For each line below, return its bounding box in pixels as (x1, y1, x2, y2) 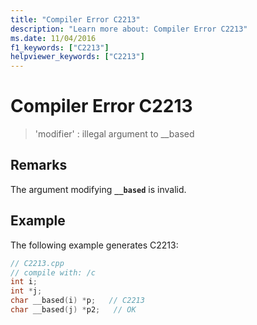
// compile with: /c (10, 267, 97, 278)
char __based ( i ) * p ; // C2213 (10, 296, 145, 306)
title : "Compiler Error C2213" (10, 14, 141, 25)
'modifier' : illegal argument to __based (34, 128, 195, 140)
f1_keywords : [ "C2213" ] (10, 42, 110, 53)
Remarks (10, 157, 68, 174)
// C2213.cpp (10, 258, 65, 268)
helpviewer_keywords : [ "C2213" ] (10, 52, 145, 62)
